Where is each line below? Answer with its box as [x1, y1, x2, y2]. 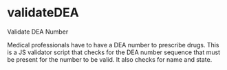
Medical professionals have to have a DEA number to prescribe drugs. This [7, 40, 219, 49]
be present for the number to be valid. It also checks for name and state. [7, 55, 213, 63]
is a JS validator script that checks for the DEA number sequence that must [7, 48, 221, 56]
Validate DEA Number [7, 27, 69, 36]
